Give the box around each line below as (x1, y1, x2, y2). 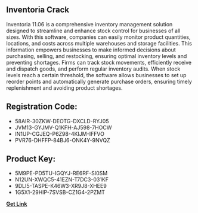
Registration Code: (6, 102, 78, 112)
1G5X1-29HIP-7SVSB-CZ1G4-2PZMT (14, 188, 106, 196)
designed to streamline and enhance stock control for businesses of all (6, 27, 181, 34)
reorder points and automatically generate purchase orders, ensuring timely (6, 78, 192, 85)
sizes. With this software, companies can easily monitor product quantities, (6, 33, 191, 41)
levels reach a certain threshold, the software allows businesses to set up (6, 71, 187, 78)
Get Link (6, 200, 27, 208)
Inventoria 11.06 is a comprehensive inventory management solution (6, 20, 173, 28)
